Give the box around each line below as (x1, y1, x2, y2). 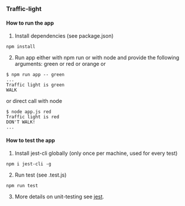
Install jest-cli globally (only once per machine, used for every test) (14, 149, 178, 157)
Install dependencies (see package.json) (14, 32, 114, 39)
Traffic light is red (6, 114, 60, 120)
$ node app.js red (6, 109, 51, 115)
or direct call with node (6, 98, 63, 105)
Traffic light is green (6, 82, 65, 88)
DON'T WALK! (6, 119, 35, 125)
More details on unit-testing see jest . (14, 193, 105, 200)
